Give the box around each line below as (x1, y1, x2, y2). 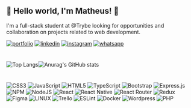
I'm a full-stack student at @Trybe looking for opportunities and (6, 22, 164, 29)
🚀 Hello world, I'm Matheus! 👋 (6, 6, 119, 16)
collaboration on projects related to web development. (6, 28, 140, 35)
